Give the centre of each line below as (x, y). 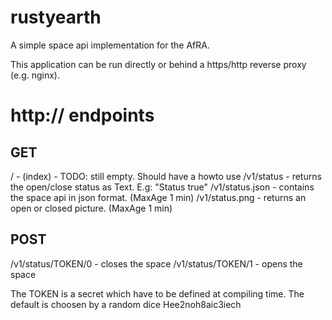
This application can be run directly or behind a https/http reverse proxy (158, 64)
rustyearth (56, 17)
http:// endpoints (82, 115)
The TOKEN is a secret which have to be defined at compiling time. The (157, 293)
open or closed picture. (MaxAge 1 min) (91, 208)
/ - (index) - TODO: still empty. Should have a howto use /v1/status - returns (166, 176)
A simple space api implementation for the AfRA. (110, 45)
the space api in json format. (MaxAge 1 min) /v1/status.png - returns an (158, 197)
